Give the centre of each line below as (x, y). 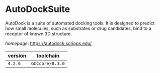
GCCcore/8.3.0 (48, 63)
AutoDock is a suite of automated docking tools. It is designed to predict (80, 23)
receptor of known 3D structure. (38, 33)
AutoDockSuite (38, 9)
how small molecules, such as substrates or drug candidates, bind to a (78, 28)
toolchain (48, 55)
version (17, 55)
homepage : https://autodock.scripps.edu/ (49, 43)
